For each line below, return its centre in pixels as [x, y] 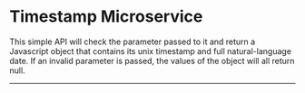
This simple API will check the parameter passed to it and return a [133, 42]
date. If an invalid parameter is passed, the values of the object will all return [152, 60]
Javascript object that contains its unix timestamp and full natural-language [151, 51]
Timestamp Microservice [106, 17]
